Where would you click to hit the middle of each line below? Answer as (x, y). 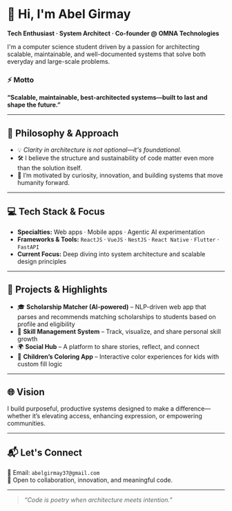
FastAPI (28, 247)
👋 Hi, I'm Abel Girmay (69, 14)
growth (27, 339)
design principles (42, 261)
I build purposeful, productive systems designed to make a (91, 409)
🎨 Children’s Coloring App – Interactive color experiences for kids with (118, 357)
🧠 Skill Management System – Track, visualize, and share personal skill (119, 331)
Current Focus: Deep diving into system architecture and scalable (111, 254)
